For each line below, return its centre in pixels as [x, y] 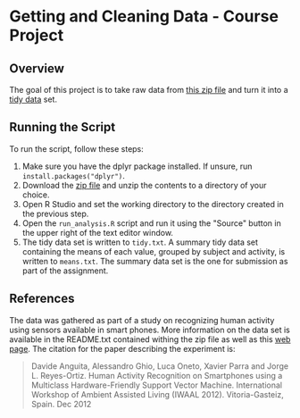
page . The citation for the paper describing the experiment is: [122, 348]
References [42, 299]
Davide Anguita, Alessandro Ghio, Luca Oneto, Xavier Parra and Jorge [159, 366]
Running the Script [62, 127]
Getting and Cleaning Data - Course [144, 17]
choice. [36, 195]
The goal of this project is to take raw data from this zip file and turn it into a [149, 90]
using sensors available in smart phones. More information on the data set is [150, 330]
